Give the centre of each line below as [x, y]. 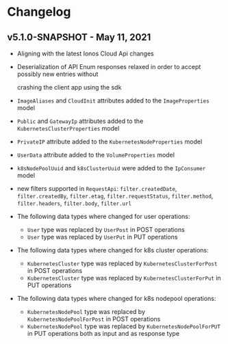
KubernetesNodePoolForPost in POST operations [94, 319]
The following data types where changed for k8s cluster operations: [113, 250]
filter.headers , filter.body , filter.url [74, 203]
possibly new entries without [58, 74]
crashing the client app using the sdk [69, 87]
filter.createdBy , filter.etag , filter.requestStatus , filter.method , [115, 196]
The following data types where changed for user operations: [103, 216]
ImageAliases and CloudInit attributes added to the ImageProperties [113, 101]
